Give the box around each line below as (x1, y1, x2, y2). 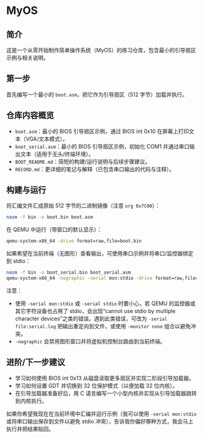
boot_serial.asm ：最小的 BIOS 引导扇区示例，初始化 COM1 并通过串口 (14, 143, 190, 150)
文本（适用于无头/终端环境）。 (20, 150, 94, 158)
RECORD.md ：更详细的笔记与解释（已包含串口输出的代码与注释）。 (14, 165, 175, 173)
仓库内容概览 (6, 110, 54, 121)
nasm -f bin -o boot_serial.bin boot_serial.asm (6, 269, 131, 276)
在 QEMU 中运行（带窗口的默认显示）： (6, 226, 103, 234)
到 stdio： (6, 257, 31, 264)
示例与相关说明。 (6, 54, 49, 61)
